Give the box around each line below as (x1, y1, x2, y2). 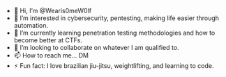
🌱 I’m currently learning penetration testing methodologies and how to (13, 28, 216, 37)
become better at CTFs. (13, 36, 82, 44)
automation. (13, 22, 49, 29)
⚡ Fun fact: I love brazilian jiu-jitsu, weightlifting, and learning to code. (13, 62, 214, 69)
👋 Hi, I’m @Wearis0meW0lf (13, 7, 92, 15)
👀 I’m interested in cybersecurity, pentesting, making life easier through (13, 14, 220, 22)
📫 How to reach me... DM (13, 51, 89, 59)
